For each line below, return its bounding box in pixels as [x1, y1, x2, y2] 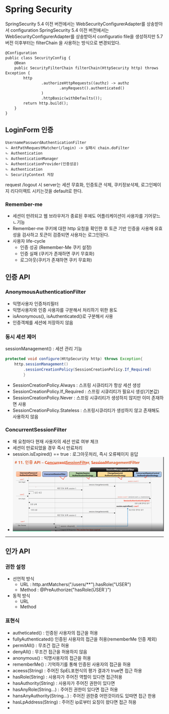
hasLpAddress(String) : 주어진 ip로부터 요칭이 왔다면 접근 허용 [12, 699, 137, 705]
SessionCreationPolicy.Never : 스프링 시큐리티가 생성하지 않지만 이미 [12, 394, 150, 401]
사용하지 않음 [12, 413, 39, 419]
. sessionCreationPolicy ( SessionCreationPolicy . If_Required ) [23, 367, 152, 372]
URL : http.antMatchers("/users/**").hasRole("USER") [20, 582, 131, 588]
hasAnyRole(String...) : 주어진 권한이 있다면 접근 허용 [12, 686, 118, 692]
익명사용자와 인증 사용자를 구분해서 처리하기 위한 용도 [12, 307, 118, 313]
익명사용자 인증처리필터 [12, 301, 59, 307]
